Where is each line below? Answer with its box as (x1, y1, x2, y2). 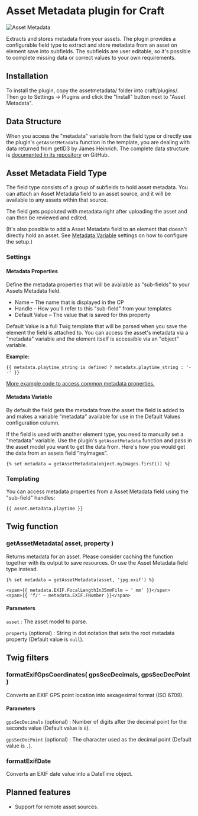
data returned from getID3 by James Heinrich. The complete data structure (6, 145, 189, 152)
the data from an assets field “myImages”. (6, 449, 108, 456)
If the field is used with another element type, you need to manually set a (6, 430, 184, 438)
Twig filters (6, 653, 49, 663)
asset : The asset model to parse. (6, 618, 87, 625)
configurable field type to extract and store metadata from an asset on (6, 41, 177, 48)
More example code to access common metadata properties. (6, 380, 155, 387)
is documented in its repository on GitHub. (6, 151, 109, 158)
